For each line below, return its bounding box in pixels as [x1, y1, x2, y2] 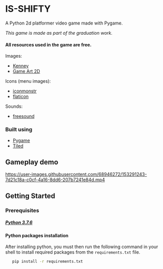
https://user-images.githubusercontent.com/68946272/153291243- [5, 172, 147, 178]
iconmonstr [12, 88, 37, 94]
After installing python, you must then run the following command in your [5, 243, 158, 250]
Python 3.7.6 [5, 219, 33, 226]
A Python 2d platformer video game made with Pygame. [5, 20, 123, 26]
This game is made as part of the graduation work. [5, 30, 113, 36]
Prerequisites [5, 207, 39, 214]
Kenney [12, 63, 29, 69]
